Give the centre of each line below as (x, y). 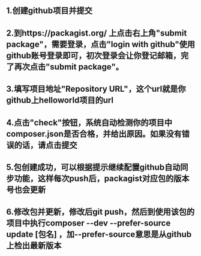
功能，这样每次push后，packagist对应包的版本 (102, 178)
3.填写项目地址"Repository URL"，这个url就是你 (96, 89)
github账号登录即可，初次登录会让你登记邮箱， (94, 55)
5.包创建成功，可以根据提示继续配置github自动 (93, 167)
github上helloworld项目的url (60, 100)
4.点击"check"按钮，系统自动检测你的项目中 (89, 123)
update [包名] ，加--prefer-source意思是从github (99, 235)
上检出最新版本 (34, 246)
